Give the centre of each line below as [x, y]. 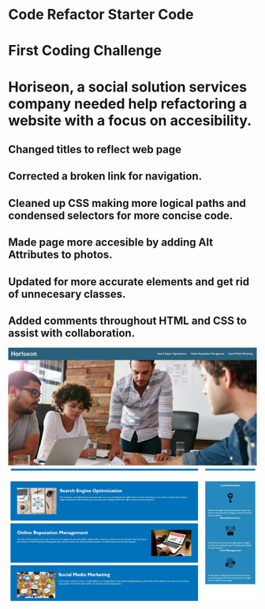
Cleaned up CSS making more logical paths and [127, 203]
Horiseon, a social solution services [127, 86]
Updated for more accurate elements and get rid [129, 282]
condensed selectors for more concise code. [121, 215]
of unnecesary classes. [67, 294]
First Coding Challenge [85, 51]
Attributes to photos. [60, 255]
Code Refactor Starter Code [101, 15]
